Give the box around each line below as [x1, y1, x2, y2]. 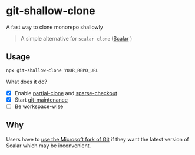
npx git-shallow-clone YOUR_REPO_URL [6, 68, 99, 73]
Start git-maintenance [14, 96, 68, 103]
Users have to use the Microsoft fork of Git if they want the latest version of [6, 136, 190, 143]
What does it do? [6, 78, 47, 85]
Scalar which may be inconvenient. [6, 142, 91, 149]
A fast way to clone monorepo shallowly [6, 23, 103, 31]
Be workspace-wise [14, 103, 64, 110]
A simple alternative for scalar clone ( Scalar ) [20, 35, 133, 42]
